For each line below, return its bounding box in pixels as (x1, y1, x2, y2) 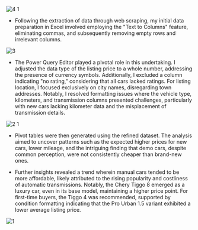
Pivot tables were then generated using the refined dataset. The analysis (14, 132, 193, 139)
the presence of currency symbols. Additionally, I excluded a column (14, 72, 183, 78)
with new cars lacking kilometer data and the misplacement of (14, 103, 167, 109)
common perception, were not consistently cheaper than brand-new (14, 151, 182, 158)
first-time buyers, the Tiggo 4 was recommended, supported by (14, 194, 171, 200)
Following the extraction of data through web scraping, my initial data (14, 17, 184, 24)
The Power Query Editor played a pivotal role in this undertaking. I (14, 59, 176, 66)
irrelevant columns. (14, 36, 62, 43)
